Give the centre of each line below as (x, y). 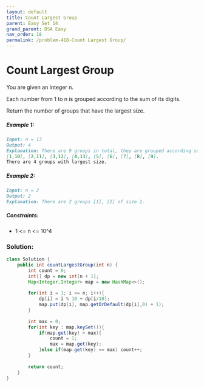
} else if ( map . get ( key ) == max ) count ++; (90, 350)
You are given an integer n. (40, 87)
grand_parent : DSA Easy (36, 29)
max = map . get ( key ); (76, 344)
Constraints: (22, 215)
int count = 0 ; (47, 270)
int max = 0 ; (45, 321)
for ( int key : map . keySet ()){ (66, 327)
